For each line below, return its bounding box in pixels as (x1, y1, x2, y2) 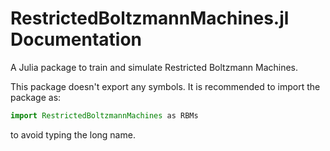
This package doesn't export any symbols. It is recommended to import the (10, 80, 321, 92)
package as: (10, 91, 62, 103)
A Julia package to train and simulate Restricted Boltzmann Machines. (10, 61, 299, 73)
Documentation (10, 28, 143, 51)
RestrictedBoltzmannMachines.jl (10, 7, 290, 30)
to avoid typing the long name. (10, 128, 136, 141)
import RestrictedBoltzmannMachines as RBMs (10, 110, 199, 121)
